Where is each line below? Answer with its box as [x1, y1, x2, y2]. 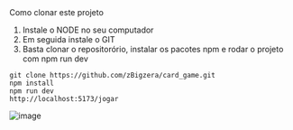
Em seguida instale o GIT [22, 34, 115, 45]
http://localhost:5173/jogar [9, 95, 119, 104]
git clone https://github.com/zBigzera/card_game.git [9, 71, 216, 80]
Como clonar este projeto [9, 7, 104, 18]
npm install [9, 79, 54, 88]
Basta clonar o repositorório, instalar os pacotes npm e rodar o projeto [22, 44, 284, 55]
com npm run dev [22, 53, 88, 64]
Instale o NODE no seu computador [22, 24, 154, 35]
